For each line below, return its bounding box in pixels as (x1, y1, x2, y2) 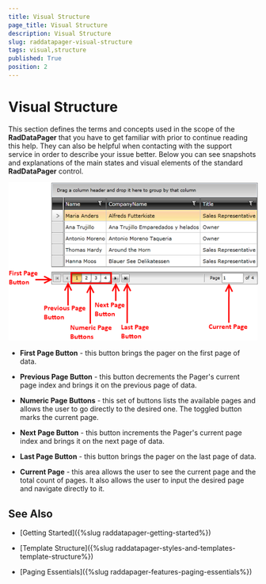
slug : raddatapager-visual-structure (8, 38, 133, 46)
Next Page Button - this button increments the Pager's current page (19, 428, 243, 437)
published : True (8, 55, 62, 63)
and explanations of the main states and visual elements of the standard (8, 158, 243, 167)
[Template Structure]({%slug (19, 544, 114, 553)
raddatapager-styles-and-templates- (115, 544, 236, 553)
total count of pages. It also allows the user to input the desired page (19, 475, 245, 485)
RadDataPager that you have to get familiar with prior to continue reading (8, 132, 248, 142)
